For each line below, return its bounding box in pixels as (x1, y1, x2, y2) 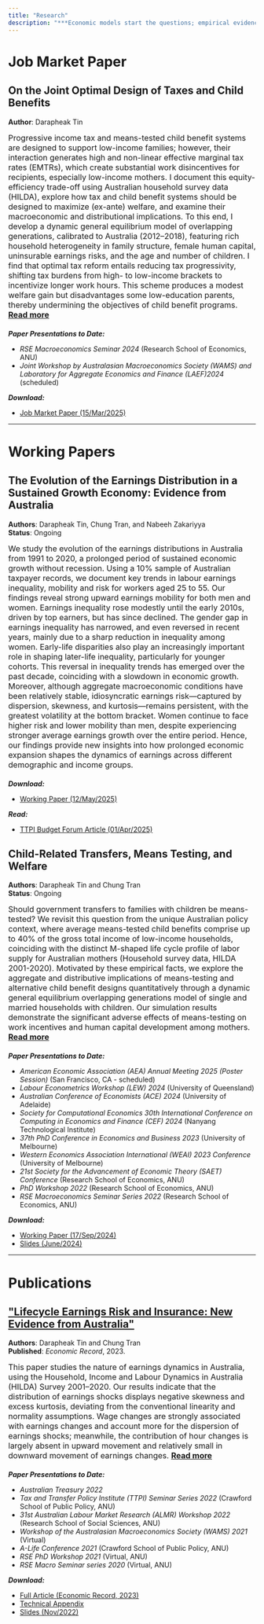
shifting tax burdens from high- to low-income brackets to (8, 270, 222, 281)
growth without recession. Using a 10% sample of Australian (8, 563, 231, 574)
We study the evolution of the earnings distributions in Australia (8, 543, 244, 554)
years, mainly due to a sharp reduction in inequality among (8, 631, 225, 642)
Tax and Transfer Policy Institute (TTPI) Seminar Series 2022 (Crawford (19, 1494, 252, 1503)
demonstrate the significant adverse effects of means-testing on (8, 1012, 247, 1023)
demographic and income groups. (8, 759, 134, 770)
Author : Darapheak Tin (8, 117, 83, 127)
